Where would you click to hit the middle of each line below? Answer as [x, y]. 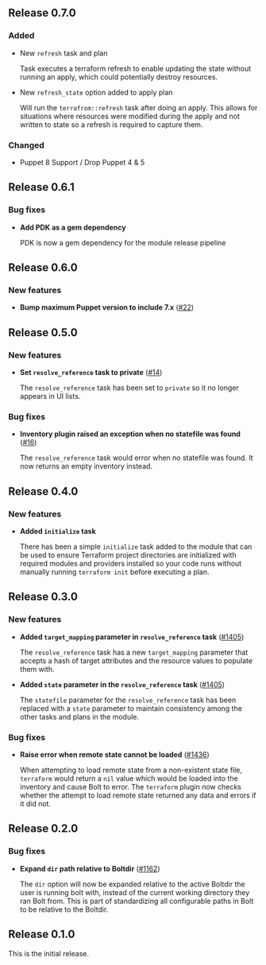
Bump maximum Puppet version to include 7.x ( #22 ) [107, 307]
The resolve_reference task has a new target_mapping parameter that [134, 652]
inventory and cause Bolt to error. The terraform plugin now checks [131, 787]
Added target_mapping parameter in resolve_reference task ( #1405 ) [132, 637]
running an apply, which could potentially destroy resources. [119, 77]
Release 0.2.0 [43, 829]
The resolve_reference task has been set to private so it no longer [129, 388]
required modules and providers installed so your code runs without [131, 564]
